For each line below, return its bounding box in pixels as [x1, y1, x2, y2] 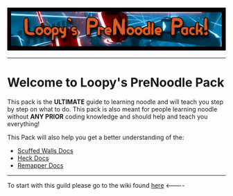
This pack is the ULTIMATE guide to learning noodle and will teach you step [7, 98, 224, 106]
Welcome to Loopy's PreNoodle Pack [7, 75, 225, 91]
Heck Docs [17, 154, 49, 162]
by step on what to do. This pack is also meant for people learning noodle [7, 105, 218, 113]
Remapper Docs [17, 161, 64, 170]
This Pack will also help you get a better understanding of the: [7, 133, 184, 141]
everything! [7, 119, 40, 128]
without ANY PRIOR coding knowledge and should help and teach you [7, 112, 208, 121]
